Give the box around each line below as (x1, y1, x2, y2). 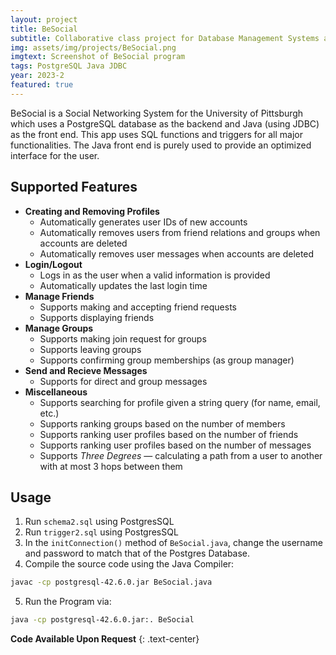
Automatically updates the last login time (39, 279, 208, 291)
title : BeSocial (10, 24, 78, 34)
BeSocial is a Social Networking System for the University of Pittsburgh (10, 107, 304, 119)
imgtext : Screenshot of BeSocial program (10, 52, 186, 62)
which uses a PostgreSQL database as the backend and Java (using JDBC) (10, 117, 320, 130)
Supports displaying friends (39, 311, 155, 323)
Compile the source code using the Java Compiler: (24, 558, 235, 570)
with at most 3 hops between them (39, 460, 183, 472)
